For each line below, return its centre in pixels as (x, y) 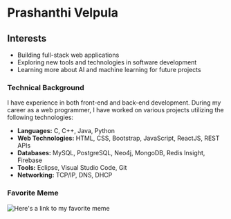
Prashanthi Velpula (63, 13)
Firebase (30, 160)
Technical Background (46, 87)
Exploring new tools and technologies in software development (107, 62)
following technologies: (40, 117)
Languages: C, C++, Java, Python (66, 131)
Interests (27, 38)
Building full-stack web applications (68, 55)
